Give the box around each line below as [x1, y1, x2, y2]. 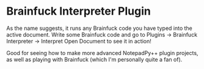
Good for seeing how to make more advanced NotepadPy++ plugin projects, [6, 49, 199, 56]
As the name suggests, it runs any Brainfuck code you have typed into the [6, 24, 192, 32]
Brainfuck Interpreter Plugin [6, 4, 151, 18]
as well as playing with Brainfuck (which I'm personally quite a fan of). [6, 56, 183, 63]
